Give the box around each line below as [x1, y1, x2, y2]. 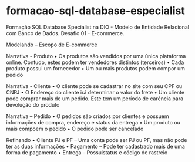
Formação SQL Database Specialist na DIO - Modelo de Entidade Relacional [6, 23, 190, 31]
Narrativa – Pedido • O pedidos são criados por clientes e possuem [6, 113, 169, 120]
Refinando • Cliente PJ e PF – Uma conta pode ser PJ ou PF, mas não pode [6, 136, 187, 143]
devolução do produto [6, 101, 60, 108]
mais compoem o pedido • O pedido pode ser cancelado [6, 125, 144, 132]
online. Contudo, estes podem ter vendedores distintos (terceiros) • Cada [6, 59, 184, 66]
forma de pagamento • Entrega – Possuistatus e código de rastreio [6, 148, 168, 156]
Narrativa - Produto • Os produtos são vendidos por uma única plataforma [6, 52, 186, 59]
